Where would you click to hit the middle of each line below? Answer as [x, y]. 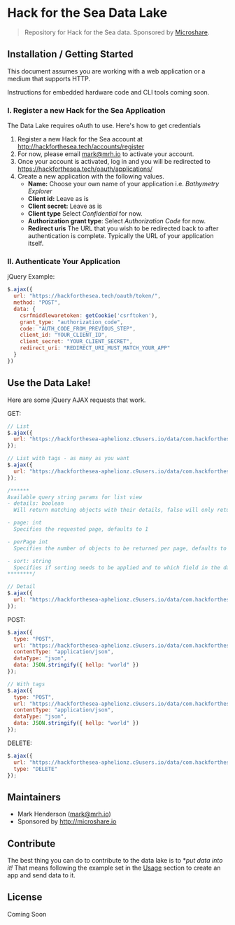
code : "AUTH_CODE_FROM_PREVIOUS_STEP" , [78, 328]
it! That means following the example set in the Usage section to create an [114, 868]
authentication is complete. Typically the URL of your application [121, 236]
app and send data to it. [41, 875]
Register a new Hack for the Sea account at [80, 139]
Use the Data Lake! [49, 383]
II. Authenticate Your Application [64, 261]
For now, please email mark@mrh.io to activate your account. [106, 154]
